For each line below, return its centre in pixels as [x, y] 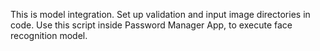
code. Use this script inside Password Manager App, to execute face [151, 25]
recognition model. [49, 35]
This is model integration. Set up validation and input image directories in [160, 14]
